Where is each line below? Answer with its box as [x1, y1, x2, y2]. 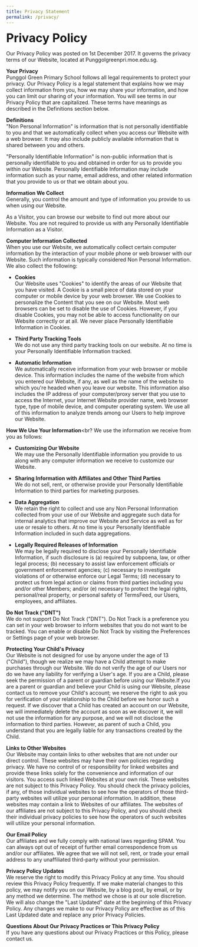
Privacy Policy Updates [6, 867, 64, 875]
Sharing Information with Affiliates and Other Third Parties [14, 475, 161, 482]
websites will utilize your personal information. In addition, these [20, 794, 176, 802]
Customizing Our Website [14, 444, 80, 451]
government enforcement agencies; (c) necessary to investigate [14, 566, 171, 573]
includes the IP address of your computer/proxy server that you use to [14, 390, 186, 398]
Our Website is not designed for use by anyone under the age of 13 [6, 651, 169, 658]
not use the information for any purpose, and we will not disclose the [6, 714, 173, 721]
